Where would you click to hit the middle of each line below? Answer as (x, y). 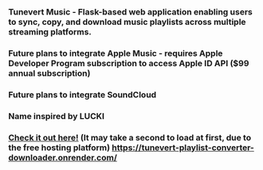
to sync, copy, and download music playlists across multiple (127, 22)
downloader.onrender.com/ (63, 157)
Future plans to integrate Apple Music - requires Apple (116, 53)
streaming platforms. (50, 32)
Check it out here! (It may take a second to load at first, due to (130, 137)
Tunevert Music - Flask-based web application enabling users (130, 12)
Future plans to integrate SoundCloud (82, 94)
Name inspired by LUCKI (57, 116)
